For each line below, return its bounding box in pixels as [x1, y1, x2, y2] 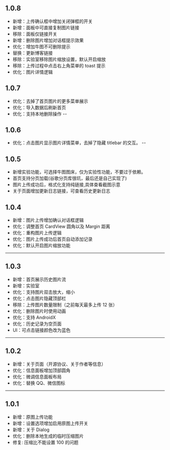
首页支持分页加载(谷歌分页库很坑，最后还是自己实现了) [12, 175, 127, 182]
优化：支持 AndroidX [12, 314, 56, 320]
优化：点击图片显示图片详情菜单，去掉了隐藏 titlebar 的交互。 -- [12, 140, 146, 146]
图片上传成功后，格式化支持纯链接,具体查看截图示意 [12, 182, 120, 188]
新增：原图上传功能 [12, 413, 53, 420]
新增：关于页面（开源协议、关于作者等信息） [12, 361, 106, 367]
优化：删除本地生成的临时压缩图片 [12, 433, 84, 439]
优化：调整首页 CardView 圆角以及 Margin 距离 [12, 223, 110, 230]
